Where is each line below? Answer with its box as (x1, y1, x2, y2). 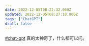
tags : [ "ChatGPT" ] (5, 16, 43, 21)
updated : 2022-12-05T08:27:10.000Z (5, 12, 78, 17)
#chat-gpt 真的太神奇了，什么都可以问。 (5, 35, 87, 41)
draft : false (5, 21, 32, 26)
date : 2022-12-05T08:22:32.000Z (5, 7, 71, 12)
